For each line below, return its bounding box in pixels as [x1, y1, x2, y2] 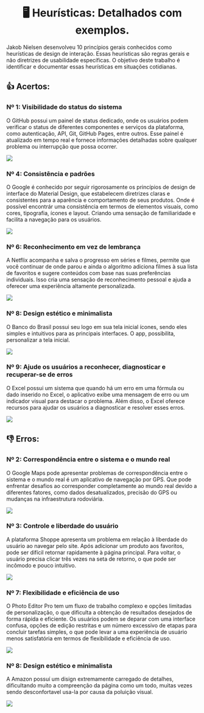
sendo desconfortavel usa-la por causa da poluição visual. [6, 689, 153, 696]
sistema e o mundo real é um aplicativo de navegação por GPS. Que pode [6, 476, 192, 483]
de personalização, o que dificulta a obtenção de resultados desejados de [6, 609, 192, 616]
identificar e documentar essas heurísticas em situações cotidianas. [6, 63, 177, 70]
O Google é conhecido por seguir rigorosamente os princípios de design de [6, 183, 196, 191]
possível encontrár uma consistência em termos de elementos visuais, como [6, 202, 199, 210]
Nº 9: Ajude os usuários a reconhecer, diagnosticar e [6, 363, 166, 371]
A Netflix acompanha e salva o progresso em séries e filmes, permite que [6, 256, 191, 264]
